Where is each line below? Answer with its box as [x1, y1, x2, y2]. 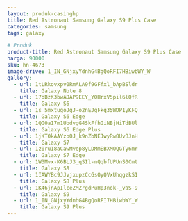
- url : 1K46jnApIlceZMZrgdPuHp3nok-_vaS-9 [13, 184, 138, 191]
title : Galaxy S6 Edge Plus [19, 126, 101, 133]
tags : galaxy [7, 29, 45, 37]
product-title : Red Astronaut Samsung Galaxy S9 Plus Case [7, 49, 182, 56]
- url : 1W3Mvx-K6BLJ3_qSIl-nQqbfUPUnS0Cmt [13, 158, 138, 165]
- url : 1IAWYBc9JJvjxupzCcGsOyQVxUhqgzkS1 [13, 171, 138, 178]
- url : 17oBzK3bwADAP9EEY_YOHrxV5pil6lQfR [13, 94, 138, 101]
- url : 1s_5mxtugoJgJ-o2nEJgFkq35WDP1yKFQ [13, 107, 138, 114]
